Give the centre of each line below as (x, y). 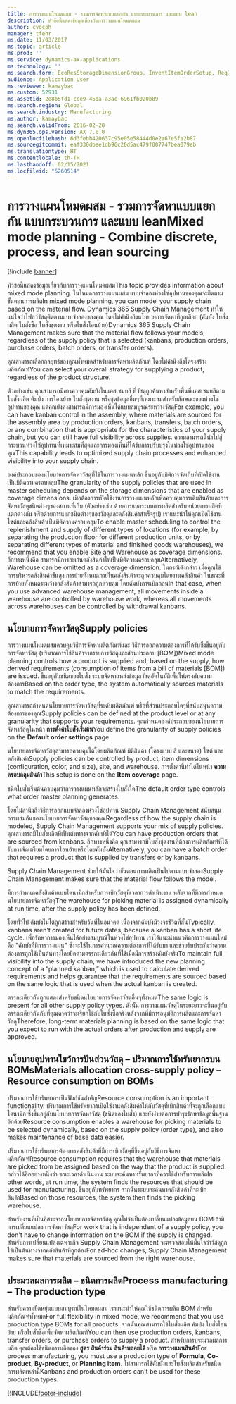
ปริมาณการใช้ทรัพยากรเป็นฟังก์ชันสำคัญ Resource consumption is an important (108, 1098)
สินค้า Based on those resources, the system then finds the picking (101, 1197)
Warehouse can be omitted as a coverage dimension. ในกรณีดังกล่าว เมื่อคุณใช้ (114, 567)
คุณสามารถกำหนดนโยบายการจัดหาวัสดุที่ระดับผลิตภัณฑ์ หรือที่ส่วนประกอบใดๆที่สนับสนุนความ (115, 706)
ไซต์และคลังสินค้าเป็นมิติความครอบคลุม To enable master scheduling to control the (114, 522)
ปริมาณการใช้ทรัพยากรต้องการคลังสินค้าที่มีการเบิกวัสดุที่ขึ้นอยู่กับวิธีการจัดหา (94, 1151)
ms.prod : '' (25, 54)
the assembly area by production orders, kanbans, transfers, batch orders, (115, 422)
